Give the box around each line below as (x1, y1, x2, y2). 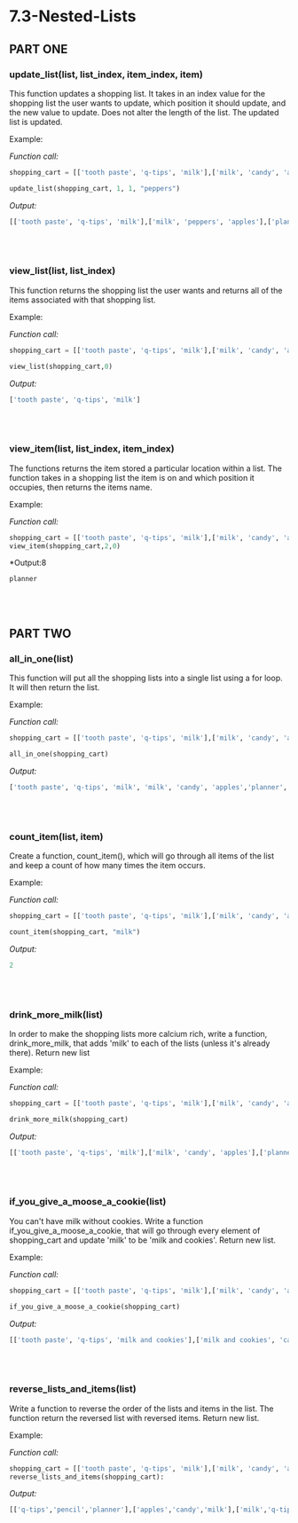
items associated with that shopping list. (9, 294, 157, 305)
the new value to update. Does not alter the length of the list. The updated (9, 106, 279, 117)
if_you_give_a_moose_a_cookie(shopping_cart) (9, 1302, 180, 1311)
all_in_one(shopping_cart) (9, 750, 109, 758)
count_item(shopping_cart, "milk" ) (9, 927, 141, 937)
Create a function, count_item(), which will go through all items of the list (9, 850, 275, 861)
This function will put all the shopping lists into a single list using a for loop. (9, 672, 284, 684)
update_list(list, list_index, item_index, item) (9, 68, 204, 81)
